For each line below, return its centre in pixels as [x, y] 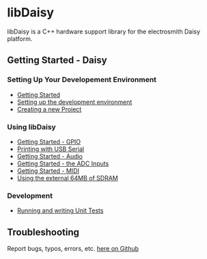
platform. [20, 38]
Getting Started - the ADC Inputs [63, 163]
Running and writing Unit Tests [60, 210]
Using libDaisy [31, 126]
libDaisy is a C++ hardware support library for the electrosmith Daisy [104, 31]
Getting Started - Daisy [57, 60]
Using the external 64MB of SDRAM [67, 178]
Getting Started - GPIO [49, 141]
